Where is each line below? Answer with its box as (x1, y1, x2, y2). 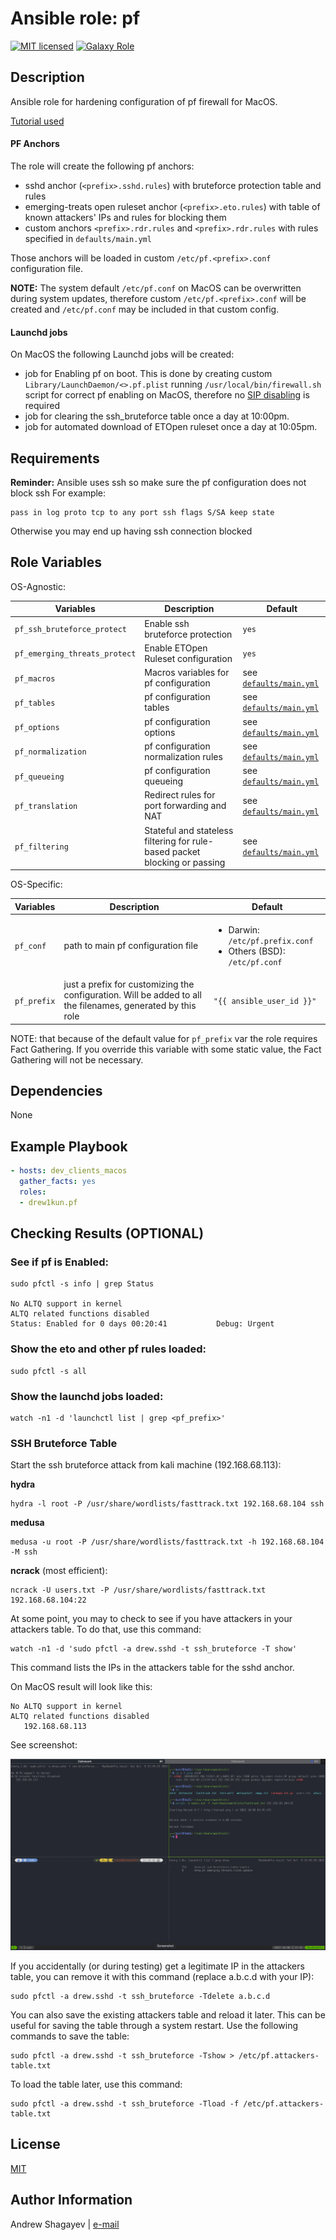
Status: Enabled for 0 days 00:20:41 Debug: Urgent (10, 1319, 275, 1329)
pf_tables (14, 698, 56, 708)
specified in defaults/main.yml (24, 232, 152, 244)
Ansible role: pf (10, 7, 141, 30)
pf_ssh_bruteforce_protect (14, 625, 127, 635)
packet (171, 845, 201, 857)
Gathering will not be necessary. (10, 1053, 144, 1066)
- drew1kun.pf (19, 1197, 78, 1207)
